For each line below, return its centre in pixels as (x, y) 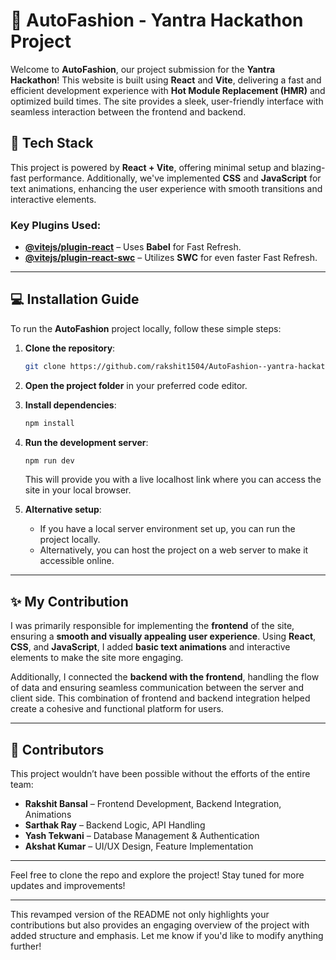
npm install (49, 423)
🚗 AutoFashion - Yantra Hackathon (157, 20)
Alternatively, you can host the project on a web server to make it (174, 550)
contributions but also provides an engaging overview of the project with (160, 925)
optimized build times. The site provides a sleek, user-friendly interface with (167, 101)
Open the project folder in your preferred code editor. (136, 385)
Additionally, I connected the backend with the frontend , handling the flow (165, 677)
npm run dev (49, 460)
